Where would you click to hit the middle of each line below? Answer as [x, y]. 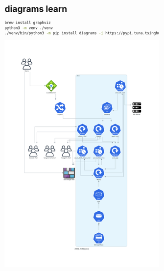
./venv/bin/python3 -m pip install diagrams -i [54, 33]
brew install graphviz [28, 23]
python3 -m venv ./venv [29, 28]
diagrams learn [36, 9]
